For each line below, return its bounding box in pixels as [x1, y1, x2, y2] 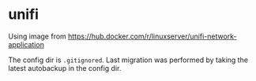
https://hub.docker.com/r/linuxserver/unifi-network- [68, 31, 237, 41]
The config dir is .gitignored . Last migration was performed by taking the [8, 55, 249, 64]
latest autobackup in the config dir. [8, 63, 122, 72]
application [8, 39, 45, 49]
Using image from [8, 31, 67, 41]
